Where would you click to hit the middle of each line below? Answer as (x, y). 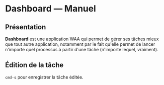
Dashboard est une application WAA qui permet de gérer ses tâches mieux (82, 39)
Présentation (26, 27)
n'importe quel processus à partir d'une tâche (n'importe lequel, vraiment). (82, 49)
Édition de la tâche (34, 65)
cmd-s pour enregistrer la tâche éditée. (44, 77)
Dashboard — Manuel (51, 9)
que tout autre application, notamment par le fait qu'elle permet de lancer (80, 44)
